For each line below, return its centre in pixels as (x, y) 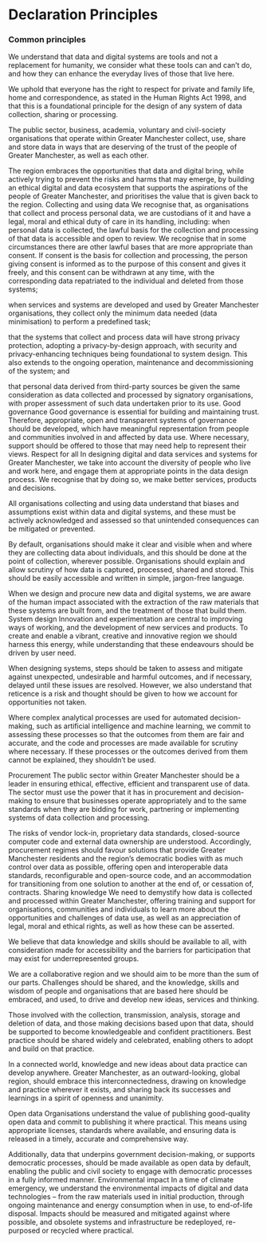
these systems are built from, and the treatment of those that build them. (128, 610)
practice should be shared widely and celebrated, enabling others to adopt (131, 1041)
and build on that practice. (51, 1049)
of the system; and (39, 371)
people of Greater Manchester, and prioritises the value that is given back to (133, 196)
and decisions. (32, 488)
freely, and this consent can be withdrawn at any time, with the (112, 273)
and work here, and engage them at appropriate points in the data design (128, 471)
